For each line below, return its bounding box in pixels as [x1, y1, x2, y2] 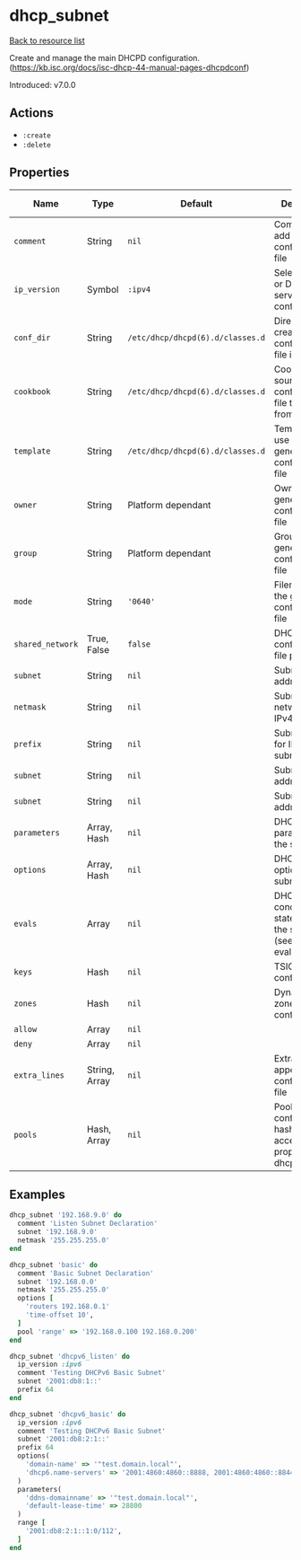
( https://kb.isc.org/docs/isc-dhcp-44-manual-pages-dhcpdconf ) [9, 62, 250, 73]
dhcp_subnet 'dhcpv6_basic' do [9, 1409, 126, 1419]
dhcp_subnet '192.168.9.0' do [9, 1211, 123, 1220]
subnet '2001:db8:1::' [17, 1377, 102, 1386]
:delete [21, 140, 51, 149]
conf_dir [13, 332, 51, 342]
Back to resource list [9, 35, 85, 46]
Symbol [86, 283, 119, 295]
